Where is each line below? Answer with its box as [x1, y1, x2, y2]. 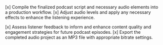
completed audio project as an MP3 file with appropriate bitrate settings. [5, 34, 153, 40]
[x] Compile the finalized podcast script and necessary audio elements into [5, 4, 159, 10]
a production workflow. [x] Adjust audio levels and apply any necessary [5, 9, 151, 15]
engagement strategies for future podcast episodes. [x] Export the [5, 29, 141, 35]
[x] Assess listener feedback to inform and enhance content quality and [5, 24, 152, 30]
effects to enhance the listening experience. [5, 15, 95, 20]
